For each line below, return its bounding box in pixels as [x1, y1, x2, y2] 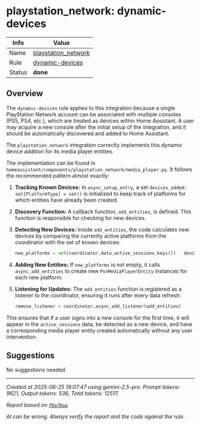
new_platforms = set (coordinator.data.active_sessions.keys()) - [14, 250, 181, 256]
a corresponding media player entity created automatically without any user [6, 327, 193, 334]
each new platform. [14, 273, 63, 281]
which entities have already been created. [14, 196, 118, 203]
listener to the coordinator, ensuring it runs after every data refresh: [14, 291, 181, 299]
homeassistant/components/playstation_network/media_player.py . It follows [6, 166, 193, 173]
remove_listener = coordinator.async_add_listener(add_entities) [14, 303, 181, 309]
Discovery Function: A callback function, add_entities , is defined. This [14, 208, 191, 215]
